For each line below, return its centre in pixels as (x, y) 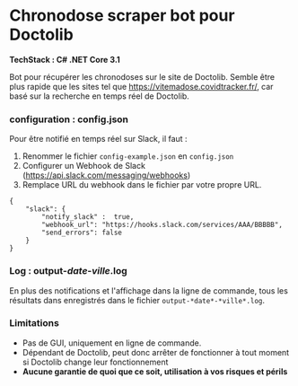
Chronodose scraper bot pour (122, 16)
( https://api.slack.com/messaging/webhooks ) (106, 175)
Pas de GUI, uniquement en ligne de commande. (112, 343)
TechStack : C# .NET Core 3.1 (65, 59)
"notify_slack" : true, (88, 217)
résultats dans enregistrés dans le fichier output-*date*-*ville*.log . (137, 300)
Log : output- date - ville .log (68, 271)
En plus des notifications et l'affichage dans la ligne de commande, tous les (149, 290)
